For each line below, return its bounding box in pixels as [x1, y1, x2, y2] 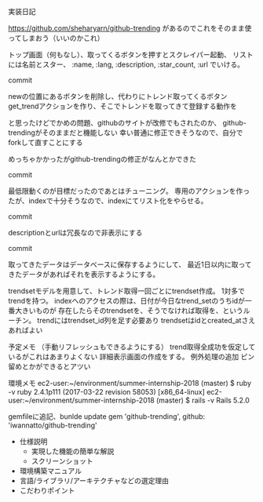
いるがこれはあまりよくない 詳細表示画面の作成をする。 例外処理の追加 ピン [8, 352, 255, 361]
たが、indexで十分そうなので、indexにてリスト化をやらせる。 [8, 196, 208, 206]
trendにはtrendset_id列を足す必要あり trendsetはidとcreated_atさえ [37, 316, 256, 325]
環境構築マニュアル [19, 466, 82, 475]
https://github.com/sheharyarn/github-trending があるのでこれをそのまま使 [8, 24, 252, 33]
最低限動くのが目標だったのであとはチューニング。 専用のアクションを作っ [8, 187, 250, 195]
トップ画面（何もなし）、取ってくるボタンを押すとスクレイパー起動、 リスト [8, 50, 254, 59]
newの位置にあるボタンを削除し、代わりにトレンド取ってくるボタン [8, 92, 228, 100]
